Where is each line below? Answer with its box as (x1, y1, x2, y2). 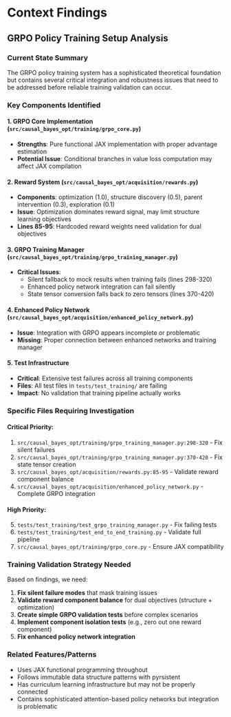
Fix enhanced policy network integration (16, 632, 135, 641)
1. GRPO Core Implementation (7, 117, 93, 125)
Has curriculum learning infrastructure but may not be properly (16, 680, 196, 688)
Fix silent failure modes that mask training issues (16, 589, 158, 597)
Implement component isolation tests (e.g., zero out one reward (16, 618, 201, 626)
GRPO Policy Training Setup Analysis (7, 32, 168, 44)
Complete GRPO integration (16, 489, 96, 497)
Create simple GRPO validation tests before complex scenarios (16, 611, 199, 619)
